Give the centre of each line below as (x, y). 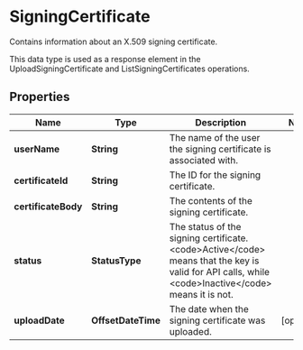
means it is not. (201, 294)
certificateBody (48, 207)
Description (220, 122)
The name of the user (215, 137)
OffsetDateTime (126, 320)
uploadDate (39, 320)
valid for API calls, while (220, 272)
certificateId (41, 180)
